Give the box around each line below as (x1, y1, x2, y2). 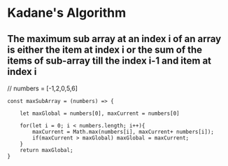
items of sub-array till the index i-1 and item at (7, 55, 212, 67)
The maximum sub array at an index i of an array (7, 33, 222, 45)
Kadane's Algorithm (7, 5, 127, 21)
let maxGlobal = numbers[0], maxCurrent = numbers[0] (20, 110, 180, 117)
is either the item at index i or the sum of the (7, 43, 203, 55)
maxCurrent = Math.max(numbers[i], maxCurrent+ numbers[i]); (32, 128, 215, 135)
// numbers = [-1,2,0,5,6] (7, 84, 78, 92)
